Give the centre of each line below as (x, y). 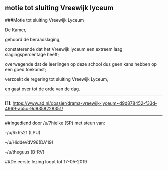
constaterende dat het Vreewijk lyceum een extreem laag (64, 49)
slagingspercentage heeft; (32, 54)
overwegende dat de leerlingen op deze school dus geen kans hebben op (81, 64)
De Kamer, (16, 30)
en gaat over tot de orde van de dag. (43, 89)
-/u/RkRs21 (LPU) (23, 132)
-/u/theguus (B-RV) (25, 152)
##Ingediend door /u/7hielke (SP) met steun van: (55, 123)
